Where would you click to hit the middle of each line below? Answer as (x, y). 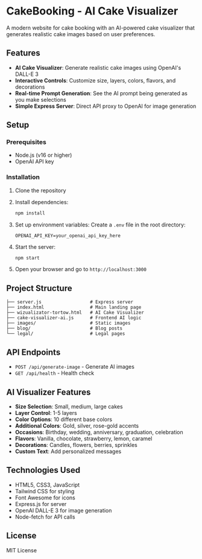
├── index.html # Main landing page (74, 308)
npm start (27, 258)
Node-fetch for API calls (45, 517)
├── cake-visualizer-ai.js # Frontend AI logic (74, 318)
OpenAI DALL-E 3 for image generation (63, 510)
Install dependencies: (42, 202)
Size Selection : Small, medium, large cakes (69, 406)
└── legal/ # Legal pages (66, 334)
